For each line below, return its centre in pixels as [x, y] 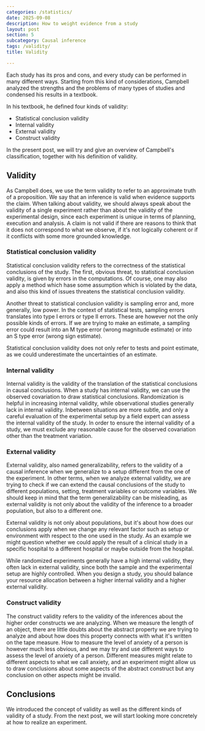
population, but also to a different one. [54, 511]
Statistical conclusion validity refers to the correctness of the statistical [96, 265]
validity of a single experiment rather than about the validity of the [90, 210]
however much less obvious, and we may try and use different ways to [95, 649]
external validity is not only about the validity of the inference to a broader [100, 504]
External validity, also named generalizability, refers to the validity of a [95, 465]
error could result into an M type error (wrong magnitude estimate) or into [99, 329]
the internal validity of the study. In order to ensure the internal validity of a [100, 423]
